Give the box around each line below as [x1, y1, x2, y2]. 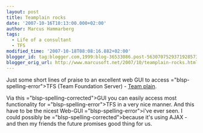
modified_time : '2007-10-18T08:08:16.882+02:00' [6, 48, 131, 54]
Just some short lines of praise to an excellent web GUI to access [6, 76, 169, 83]
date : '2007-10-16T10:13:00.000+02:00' [6, 20, 107, 26]
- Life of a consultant [11, 37, 71, 43]
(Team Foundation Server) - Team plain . [57, 82, 157, 89]
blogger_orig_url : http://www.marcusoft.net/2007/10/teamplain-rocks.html [6, 59, 199, 65]
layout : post [6, 8, 39, 15]
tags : [6, 31, 20, 37]
